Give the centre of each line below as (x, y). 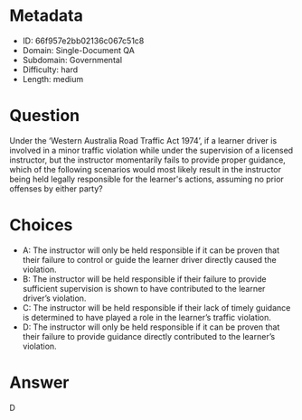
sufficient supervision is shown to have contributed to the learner (144, 288)
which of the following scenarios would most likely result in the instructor (146, 169)
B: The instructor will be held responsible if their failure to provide (144, 279)
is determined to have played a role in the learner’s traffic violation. (146, 317)
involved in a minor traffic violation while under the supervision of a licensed (151, 150)
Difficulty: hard (50, 70)
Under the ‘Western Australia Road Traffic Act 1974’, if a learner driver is (143, 140)
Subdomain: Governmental (72, 60)
